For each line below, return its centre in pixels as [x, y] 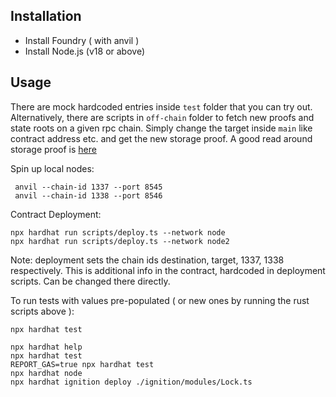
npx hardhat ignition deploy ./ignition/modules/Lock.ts [131, 382]
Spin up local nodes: [52, 168]
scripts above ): [42, 311]
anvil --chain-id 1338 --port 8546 [88, 195]
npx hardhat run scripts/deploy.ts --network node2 [120, 241]
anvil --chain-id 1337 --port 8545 [88, 187]
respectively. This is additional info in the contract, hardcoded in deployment [168, 270]
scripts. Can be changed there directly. [90, 281]
